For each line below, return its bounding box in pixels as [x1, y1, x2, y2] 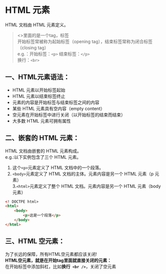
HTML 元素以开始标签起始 [12, 87, 65, 93]
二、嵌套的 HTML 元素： [5, 134, 80, 142]
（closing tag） [17, 45, 49, 50]
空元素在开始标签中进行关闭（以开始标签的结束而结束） [12, 112, 125, 118]
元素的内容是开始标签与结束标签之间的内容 [12, 99, 100, 105]
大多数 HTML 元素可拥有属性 [12, 118, 71, 124]
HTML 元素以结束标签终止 [12, 93, 65, 99]
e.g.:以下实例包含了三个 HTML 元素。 [5, 154, 81, 160]
